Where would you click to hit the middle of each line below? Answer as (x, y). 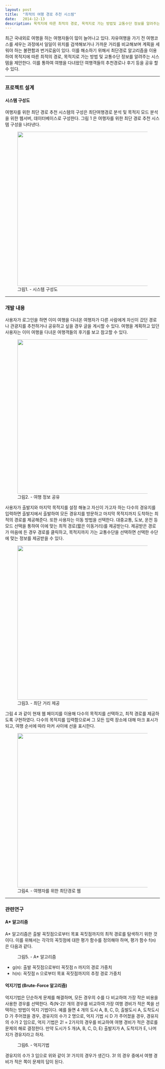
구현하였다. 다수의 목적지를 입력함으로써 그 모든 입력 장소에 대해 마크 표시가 (86, 719)
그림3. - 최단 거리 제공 (39, 703)
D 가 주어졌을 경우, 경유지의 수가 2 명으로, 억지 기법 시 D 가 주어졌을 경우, (75, 1016)
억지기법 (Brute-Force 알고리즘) (36, 986)
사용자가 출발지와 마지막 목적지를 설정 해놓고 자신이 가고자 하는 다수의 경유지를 (81, 507)
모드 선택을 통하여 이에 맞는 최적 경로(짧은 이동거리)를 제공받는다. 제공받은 (76, 526)
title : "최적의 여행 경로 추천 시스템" (41, 14)
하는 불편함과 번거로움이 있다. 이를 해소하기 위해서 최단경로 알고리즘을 (81, 50)
